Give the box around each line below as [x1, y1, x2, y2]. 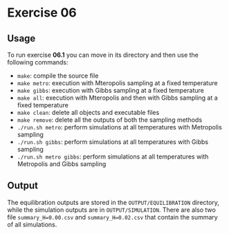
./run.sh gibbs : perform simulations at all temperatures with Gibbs [17, 138, 209, 146]
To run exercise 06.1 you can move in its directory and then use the [7, 51, 199, 59]
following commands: [7, 58, 68, 66]
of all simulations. [7, 220, 57, 228]
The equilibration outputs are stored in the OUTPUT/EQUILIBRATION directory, [7, 198, 220, 206]
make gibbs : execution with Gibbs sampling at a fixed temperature [17, 87, 204, 94]
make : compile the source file [17, 71, 99, 80]
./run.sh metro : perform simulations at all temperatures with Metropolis [17, 123, 223, 131]
